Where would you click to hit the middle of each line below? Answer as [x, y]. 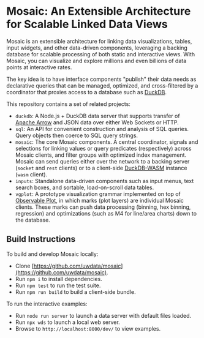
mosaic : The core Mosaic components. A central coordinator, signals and [107, 141]
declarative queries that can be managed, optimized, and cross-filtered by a [102, 85]
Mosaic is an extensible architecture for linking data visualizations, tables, [99, 41]
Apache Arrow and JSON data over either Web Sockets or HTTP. [97, 122]
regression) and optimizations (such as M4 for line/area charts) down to [106, 213]
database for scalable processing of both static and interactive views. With [101, 54]
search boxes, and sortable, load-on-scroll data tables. [85, 187]
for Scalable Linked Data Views [87, 24]
